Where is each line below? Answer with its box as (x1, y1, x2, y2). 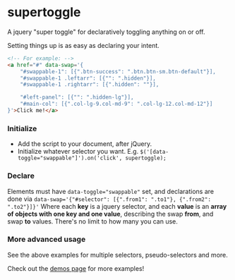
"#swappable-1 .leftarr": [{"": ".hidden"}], (20, 75, 157, 82)
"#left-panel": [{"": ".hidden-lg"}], (20, 94, 134, 101)
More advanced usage (7, 234, 86, 244)
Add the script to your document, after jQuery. (17, 140, 152, 148)
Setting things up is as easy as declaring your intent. (7, 41, 160, 49)
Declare (7, 171, 35, 181)
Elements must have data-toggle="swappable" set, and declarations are (7, 187, 214, 195)
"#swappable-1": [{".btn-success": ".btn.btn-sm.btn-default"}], (20, 68, 217, 75)
